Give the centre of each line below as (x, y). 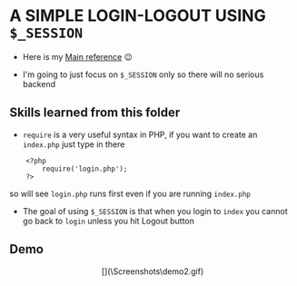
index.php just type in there (74, 144)
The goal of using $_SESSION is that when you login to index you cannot (155, 211)
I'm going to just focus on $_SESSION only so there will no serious (143, 74)
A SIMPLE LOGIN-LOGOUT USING (138, 16)
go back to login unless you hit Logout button (109, 221)
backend (39, 84)
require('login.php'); (85, 169)
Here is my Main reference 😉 (78, 56)
